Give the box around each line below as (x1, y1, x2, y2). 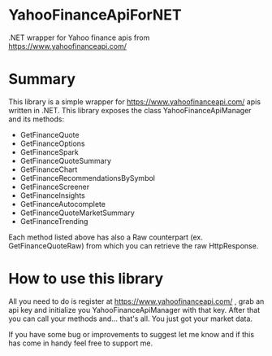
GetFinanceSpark (19, 147, 79, 156)
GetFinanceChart (19, 165, 78, 174)
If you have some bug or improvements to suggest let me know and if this (8, 329, 254, 339)
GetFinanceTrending (19, 216, 89, 226)
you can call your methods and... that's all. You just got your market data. (8, 314, 253, 323)
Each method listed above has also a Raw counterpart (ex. (8, 232, 203, 242)
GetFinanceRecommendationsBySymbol (19, 173, 156, 182)
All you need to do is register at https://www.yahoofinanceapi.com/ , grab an (8, 296, 265, 306)
